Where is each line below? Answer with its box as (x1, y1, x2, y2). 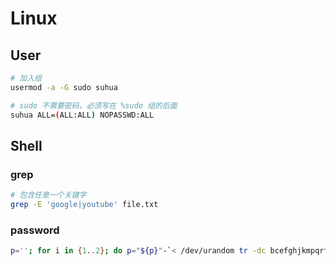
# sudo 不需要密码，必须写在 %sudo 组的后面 (10, 100, 178, 111)
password (10, 223, 60, 237)
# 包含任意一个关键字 (10, 190, 87, 201)
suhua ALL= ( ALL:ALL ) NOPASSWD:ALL (10, 110, 155, 120)
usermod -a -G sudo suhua (10, 82, 118, 92)
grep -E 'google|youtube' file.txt (10, 200, 159, 210)
